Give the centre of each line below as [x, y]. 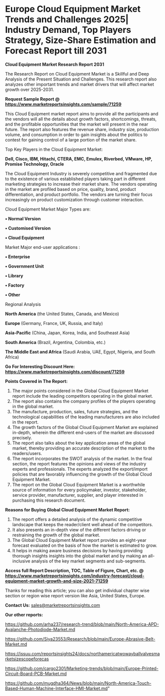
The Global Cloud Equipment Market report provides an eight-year [79, 540]
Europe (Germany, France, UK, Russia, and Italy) [54, 323]
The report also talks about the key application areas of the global [79, 443]
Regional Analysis [23, 304]
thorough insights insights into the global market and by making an [80, 556]
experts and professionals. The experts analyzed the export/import [80, 469]
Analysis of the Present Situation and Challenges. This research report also [81, 79]
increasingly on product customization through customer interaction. [74, 199]
